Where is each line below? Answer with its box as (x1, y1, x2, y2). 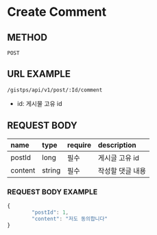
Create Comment (7, 4, 107, 20)
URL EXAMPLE (7, 68, 71, 80)
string (42, 166, 61, 175)
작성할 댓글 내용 (97, 166, 146, 175)
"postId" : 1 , (32, 209, 69, 216)
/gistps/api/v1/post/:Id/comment (7, 87, 103, 93)
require (67, 140, 91, 150)
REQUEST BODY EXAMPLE (7, 187, 98, 197)
